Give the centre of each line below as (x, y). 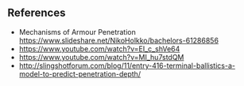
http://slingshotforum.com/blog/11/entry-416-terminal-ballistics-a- (127, 65)
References (37, 13)
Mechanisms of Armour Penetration (77, 32)
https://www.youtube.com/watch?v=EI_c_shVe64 (99, 49)
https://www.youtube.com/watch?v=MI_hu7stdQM (101, 57)
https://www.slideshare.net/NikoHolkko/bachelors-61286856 (119, 40)
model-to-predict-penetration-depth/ (79, 73)
